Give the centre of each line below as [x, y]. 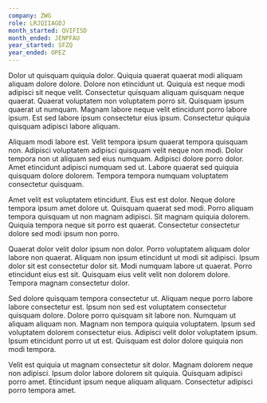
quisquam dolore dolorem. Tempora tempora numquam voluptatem [118, 176]
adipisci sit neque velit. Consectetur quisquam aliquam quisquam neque [126, 92]
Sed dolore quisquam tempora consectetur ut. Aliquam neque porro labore [131, 298]
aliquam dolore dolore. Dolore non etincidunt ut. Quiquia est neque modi [127, 84]
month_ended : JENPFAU [44, 38]
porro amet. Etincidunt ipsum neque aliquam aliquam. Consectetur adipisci [131, 381]
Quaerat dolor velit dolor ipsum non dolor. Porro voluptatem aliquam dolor [129, 249]
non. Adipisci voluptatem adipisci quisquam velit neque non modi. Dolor [126, 150]
